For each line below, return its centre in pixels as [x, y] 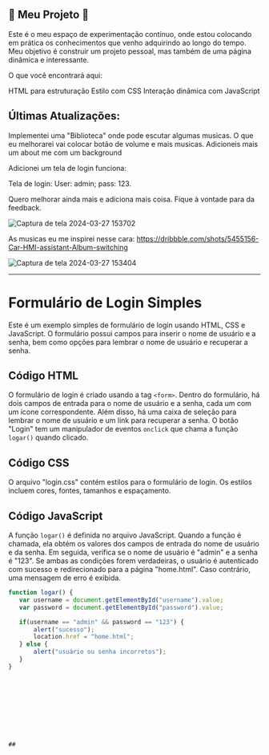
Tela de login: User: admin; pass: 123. [70, 183]
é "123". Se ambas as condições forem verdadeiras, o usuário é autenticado [133, 561]
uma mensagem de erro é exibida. [65, 578]
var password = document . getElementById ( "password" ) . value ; [121, 607]
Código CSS [39, 463]
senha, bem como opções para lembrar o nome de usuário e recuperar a [128, 342]
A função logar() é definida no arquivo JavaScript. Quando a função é [125, 535]
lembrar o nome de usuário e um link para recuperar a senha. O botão [123, 420]
